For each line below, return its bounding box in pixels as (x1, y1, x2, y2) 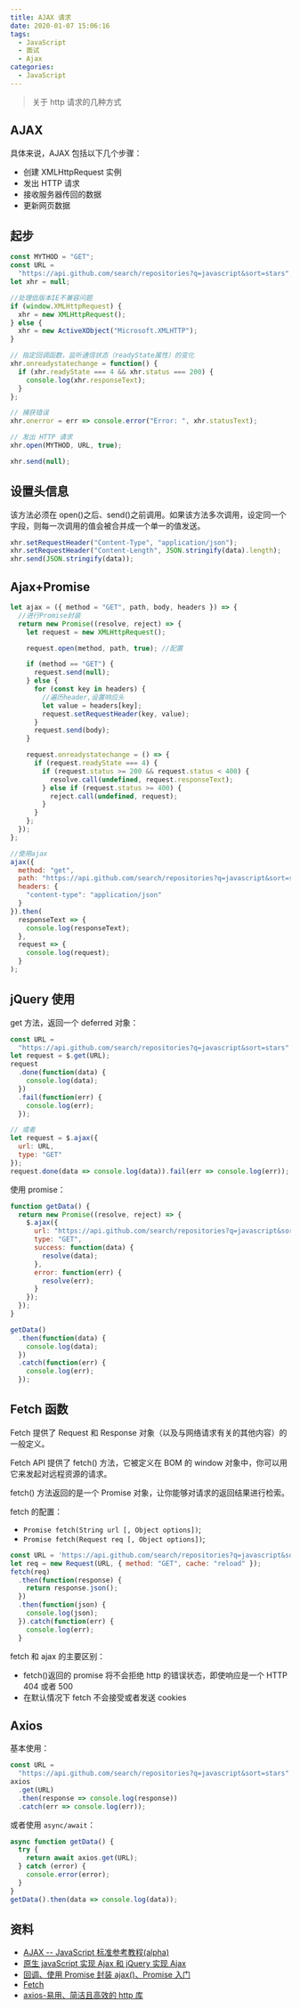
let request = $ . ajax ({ (10, 1134, 99, 1143)
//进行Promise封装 (18, 611, 81, 620)
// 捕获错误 (10, 409, 50, 417)
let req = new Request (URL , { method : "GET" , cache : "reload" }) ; (10, 1559, 262, 1568)
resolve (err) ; (42, 1276, 94, 1285)
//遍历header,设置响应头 (42, 693, 125, 701)
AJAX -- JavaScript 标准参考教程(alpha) (22, 1947, 170, 1958)
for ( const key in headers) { (33, 685, 146, 693)
